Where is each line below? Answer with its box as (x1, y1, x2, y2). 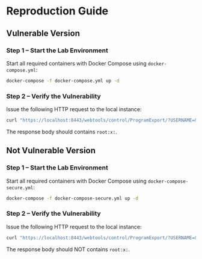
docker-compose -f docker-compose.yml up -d (6, 78, 120, 84)
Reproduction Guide (6, 4, 109, 18)
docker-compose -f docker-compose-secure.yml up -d (6, 195, 138, 201)
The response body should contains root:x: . (6, 128, 117, 135)
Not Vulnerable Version (6, 145, 96, 156)
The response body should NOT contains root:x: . (6, 245, 130, 253)
